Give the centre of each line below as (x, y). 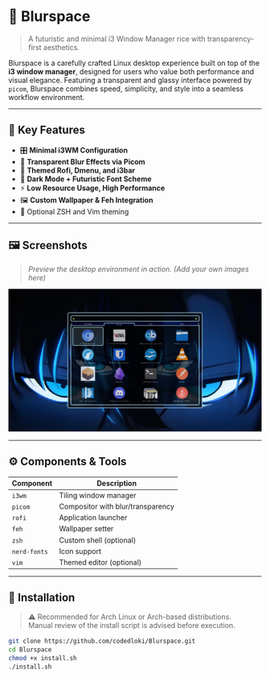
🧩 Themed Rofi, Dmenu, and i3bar (78, 170)
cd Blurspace (30, 650)
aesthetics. (61, 47)
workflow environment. (47, 97)
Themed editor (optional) (100, 563)
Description (117, 484)
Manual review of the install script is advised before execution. (131, 626)
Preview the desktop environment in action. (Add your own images (138, 268)
